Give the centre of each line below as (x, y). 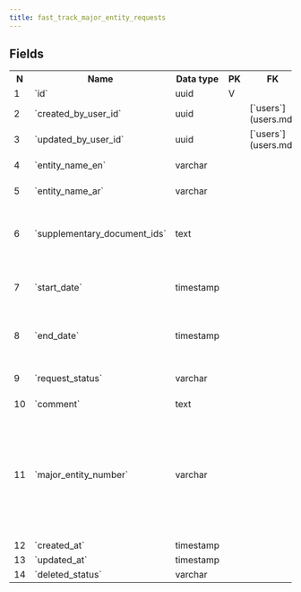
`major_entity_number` (81, 474)
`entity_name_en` (70, 165)
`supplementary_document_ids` (101, 234)
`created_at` (60, 545)
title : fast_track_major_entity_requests (88, 17)
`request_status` (69, 379)
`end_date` (57, 335)
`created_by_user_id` (78, 114)
